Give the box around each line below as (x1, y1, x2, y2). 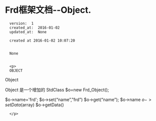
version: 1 (9, 21, 34, 26)
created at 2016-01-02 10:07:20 (9, 38, 76, 43)
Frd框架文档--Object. (5, 4, 92, 16)
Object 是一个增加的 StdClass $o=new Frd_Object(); (5, 87, 109, 93)
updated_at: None (9, 29, 47, 34)
